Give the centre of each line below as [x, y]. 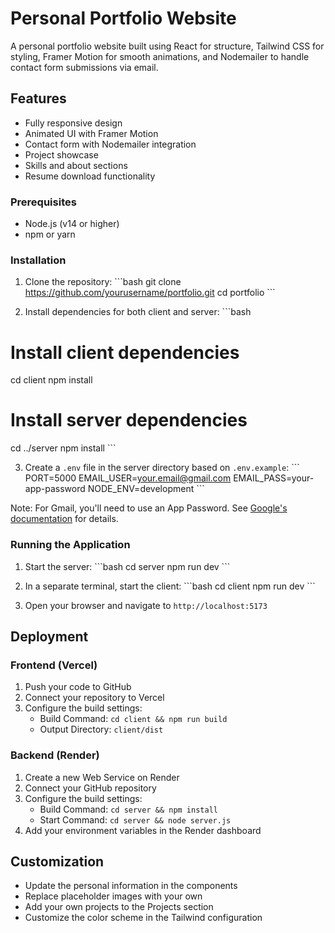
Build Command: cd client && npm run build [133, 719]
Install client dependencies [125, 352]
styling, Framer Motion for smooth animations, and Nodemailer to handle [160, 56]
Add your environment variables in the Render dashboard [143, 830]
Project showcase [61, 154]
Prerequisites [43, 202]
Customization [57, 861]
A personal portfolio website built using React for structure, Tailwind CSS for [167, 46]
